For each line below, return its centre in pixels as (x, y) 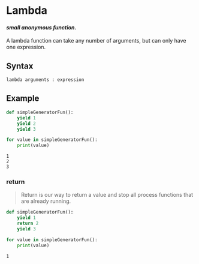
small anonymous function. (41, 27)
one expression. (26, 47)
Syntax (20, 66)
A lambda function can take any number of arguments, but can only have (97, 41)
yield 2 (26, 124)
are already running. (46, 201)
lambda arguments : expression (45, 80)
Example (23, 99)
